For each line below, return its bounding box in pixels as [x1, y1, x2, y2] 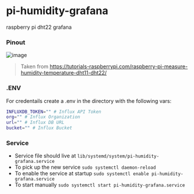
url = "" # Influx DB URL [6, 119, 65, 126]
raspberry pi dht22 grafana [6, 24, 72, 31]
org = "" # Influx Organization [6, 114, 81, 120]
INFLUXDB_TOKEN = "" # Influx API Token [6, 109, 101, 115]
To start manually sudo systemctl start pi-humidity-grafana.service [14, 181, 185, 189]
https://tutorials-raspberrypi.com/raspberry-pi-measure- [50, 63, 188, 70]
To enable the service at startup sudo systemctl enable [14, 170, 149, 177]
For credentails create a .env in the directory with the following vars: [6, 97, 172, 104]
